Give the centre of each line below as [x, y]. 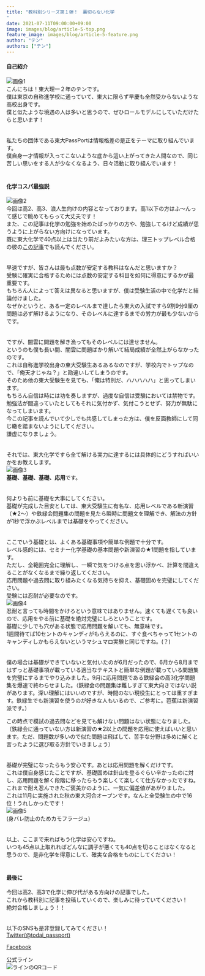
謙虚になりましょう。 [33, 434]
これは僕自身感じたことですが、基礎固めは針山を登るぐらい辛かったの [95, 772]
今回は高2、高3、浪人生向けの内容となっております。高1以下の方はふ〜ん [99, 208]
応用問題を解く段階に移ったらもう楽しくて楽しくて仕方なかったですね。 [108, 780]
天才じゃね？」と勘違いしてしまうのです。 [78, 373]
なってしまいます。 [30, 411]
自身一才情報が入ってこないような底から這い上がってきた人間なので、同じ [105, 156]
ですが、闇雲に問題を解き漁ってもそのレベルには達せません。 [84, 342]
